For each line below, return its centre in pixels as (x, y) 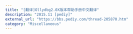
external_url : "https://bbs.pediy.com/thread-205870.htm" (67, 19)
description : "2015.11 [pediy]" (39, 14)
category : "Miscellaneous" (33, 24)
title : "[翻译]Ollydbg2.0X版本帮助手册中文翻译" (52, 10)
